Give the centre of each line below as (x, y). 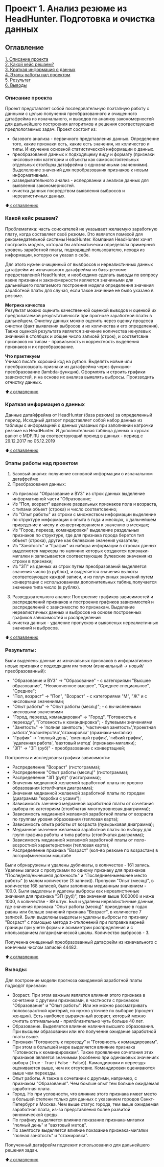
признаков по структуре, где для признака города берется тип (78, 535)
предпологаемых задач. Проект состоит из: (51, 129)
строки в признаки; (32, 561)
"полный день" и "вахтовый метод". (49, 1125)
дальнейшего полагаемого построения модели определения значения (80, 285)
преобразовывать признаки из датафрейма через (58, 366)
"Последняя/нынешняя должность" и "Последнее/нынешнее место (76, 875)
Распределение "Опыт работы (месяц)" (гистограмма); (70, 772)
